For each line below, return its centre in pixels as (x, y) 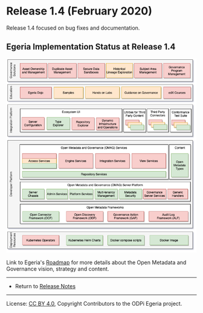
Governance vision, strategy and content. (58, 269)
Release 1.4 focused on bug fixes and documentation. (73, 28)
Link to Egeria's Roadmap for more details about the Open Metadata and (96, 262)
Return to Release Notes (45, 286)
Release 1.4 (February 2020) (79, 11)
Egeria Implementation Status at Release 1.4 (91, 47)
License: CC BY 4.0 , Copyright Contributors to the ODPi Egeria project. (94, 303)
